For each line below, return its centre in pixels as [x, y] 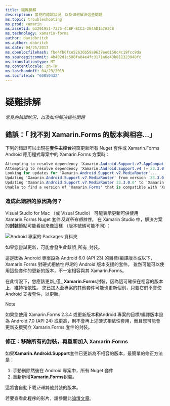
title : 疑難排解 [21, 10]
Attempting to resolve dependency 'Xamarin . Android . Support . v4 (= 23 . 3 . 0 [85, 168]
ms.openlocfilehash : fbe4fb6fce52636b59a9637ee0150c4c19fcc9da [73, 52]
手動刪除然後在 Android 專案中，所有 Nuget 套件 [63, 371]
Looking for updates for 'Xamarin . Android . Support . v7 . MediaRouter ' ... [81, 173]
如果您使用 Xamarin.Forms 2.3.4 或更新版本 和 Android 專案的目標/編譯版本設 [84, 314]
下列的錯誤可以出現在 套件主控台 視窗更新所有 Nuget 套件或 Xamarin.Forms [82, 148]
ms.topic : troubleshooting [34, 19]
